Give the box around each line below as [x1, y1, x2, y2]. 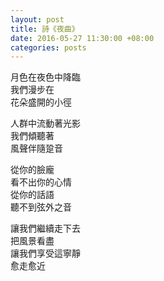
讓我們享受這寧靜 [10, 247, 81, 260]
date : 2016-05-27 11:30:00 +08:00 [10, 33, 155, 43]
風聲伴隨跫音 [10, 142, 63, 155]
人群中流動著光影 [10, 117, 81, 130]
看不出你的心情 [10, 176, 72, 188]
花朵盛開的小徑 [10, 96, 72, 108]
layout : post [10, 14, 65, 25]
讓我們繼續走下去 [10, 222, 81, 235]
